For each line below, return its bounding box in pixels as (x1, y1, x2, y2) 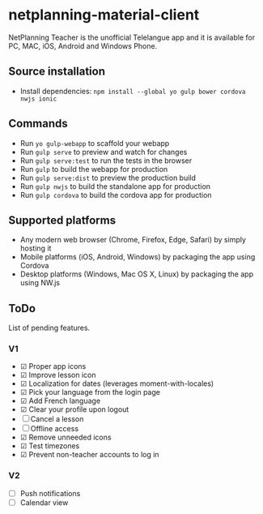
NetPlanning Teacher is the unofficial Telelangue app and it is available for (8, 32, 256, 42)
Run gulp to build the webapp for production (19, 164, 168, 173)
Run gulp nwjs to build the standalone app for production (19, 181, 211, 191)
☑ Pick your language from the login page (19, 388, 160, 397)
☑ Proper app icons (19, 362, 87, 371)
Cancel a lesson (30, 414, 84, 424)
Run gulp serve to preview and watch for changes (19, 147, 188, 156)
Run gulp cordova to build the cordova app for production (19, 190, 212, 199)
